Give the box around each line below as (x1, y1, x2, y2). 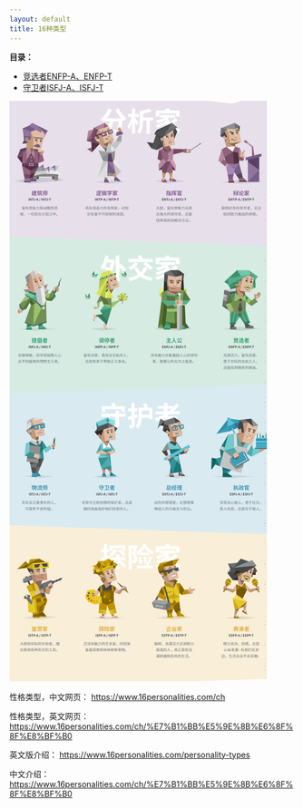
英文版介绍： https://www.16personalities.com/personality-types (9, 749, 251, 760)
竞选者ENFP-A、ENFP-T (22, 71, 112, 82)
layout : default (9, 15, 71, 24)
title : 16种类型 (9, 24, 67, 34)
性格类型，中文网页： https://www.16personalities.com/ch (9, 691, 226, 702)
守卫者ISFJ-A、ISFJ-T (22, 82, 104, 92)
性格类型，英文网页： (9, 710, 89, 721)
